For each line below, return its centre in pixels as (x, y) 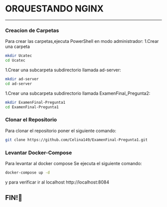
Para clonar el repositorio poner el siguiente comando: (61, 131)
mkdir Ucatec (19, 56)
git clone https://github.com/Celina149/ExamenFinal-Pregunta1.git (77, 140)
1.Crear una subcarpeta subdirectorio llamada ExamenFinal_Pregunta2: (78, 93)
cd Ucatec (15, 60)
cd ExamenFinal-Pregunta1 (32, 107)
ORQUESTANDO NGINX (54, 9)
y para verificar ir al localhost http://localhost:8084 (57, 182)
